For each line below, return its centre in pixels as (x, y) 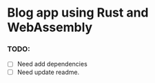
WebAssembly (50, 27)
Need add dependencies (52, 64)
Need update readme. (48, 72)
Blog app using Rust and (78, 13)
